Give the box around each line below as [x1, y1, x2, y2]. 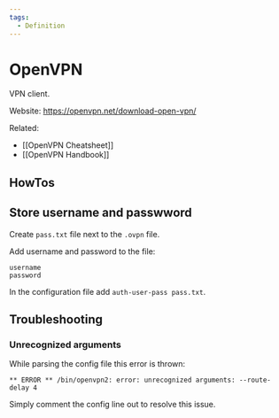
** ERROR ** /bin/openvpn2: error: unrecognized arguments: [9, 375, 236, 385]
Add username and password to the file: [9, 245, 156, 257]
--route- [238, 375, 272, 385]
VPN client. [9, 89, 50, 99]
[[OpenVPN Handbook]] [21, 150, 110, 160]
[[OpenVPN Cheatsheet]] [21, 140, 113, 151]
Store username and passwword [9, 205, 192, 221]
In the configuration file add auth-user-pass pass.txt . [9, 286, 206, 297]
